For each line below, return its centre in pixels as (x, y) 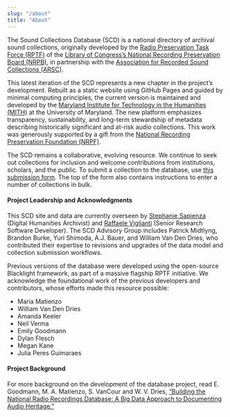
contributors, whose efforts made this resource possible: (88, 287)
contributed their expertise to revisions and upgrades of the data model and (115, 245)
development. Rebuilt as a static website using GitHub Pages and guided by (115, 90)
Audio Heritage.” (31, 406)
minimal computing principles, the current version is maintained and (104, 97)
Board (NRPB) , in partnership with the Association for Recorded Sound (108, 62)
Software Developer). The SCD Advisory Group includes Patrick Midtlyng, (112, 230)
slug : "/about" (29, 14)
